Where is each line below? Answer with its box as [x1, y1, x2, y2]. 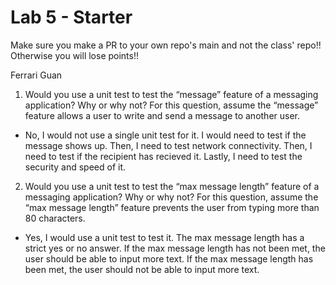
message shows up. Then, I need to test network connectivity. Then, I [24, 139, 313, 151]
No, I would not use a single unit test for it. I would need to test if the [24, 129, 307, 141]
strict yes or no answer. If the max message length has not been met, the [24, 242, 326, 254]
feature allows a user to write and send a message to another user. [24, 109, 301, 121]
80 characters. [24, 212, 86, 224]
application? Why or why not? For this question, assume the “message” [24, 99, 319, 111]
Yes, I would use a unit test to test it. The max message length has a [24, 231, 305, 243]
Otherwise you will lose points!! [10, 49, 140, 61]
